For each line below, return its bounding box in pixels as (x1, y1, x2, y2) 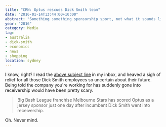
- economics (5, 44, 30, 49)
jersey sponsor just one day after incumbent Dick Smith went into (17, 102, 151, 108)
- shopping (5, 53, 28, 59)
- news (5, 49, 19, 54)
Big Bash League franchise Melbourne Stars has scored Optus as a (17, 97, 154, 103)
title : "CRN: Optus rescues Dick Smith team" (5, 7, 100, 12)
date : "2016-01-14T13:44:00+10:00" (5, 12, 79, 17)
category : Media (5, 26, 39, 31)
